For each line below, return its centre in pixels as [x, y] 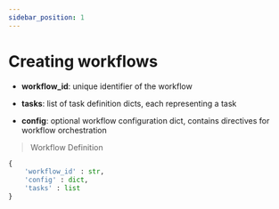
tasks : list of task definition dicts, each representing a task [129, 103]
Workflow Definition [66, 147]
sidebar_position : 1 [47, 17]
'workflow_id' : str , [64, 172]
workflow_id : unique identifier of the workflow [107, 86]
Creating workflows [83, 61]
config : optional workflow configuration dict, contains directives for [145, 120]
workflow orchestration [64, 130]
